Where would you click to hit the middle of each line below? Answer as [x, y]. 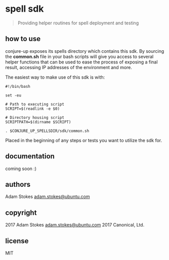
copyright [21, 213]
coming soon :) [21, 169]
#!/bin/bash [18, 86]
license [17, 241]
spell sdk [25, 9]
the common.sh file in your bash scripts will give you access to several [79, 56]
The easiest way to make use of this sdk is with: [55, 77]
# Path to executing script [35, 104]
